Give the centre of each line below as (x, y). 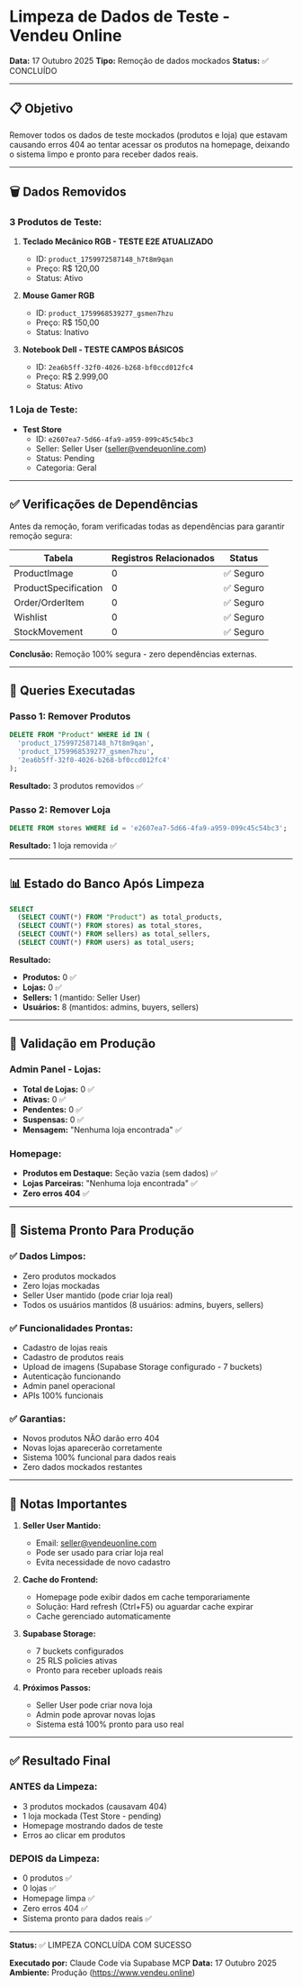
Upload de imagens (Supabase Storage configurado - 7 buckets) (142, 1366)
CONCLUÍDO (33, 70)
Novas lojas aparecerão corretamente (92, 1448)
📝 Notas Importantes (68, 1504)
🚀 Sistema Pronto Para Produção (102, 1231)
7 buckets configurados (80, 1651)
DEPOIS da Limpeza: (55, 1858)
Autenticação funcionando (71, 1376)
